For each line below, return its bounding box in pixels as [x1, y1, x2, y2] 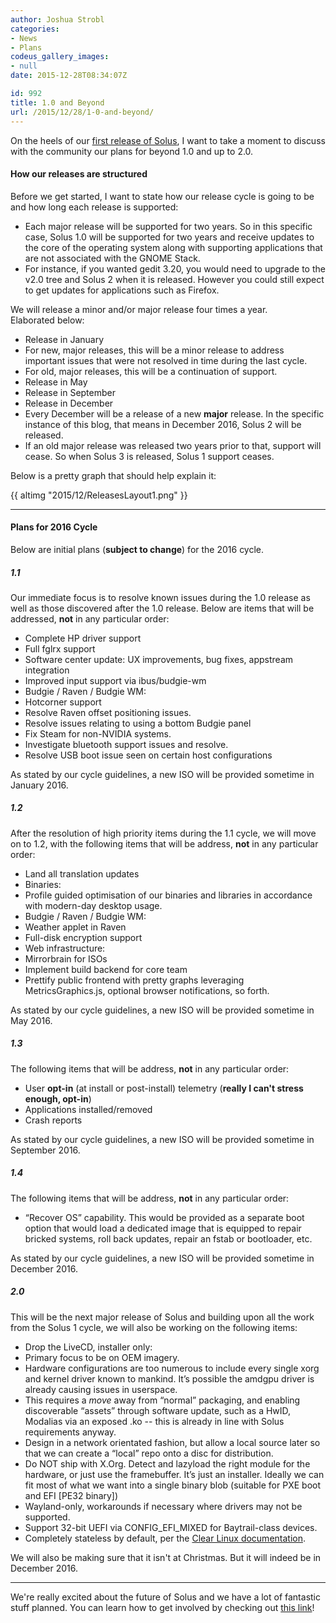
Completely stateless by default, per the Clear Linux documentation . [24, 1532, 307, 1544]
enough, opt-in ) [24, 1092, 92, 1105]
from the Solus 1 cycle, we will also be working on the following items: [10, 1321, 298, 1333]
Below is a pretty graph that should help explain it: [10, 469, 217, 481]
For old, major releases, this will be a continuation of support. [24, 365, 278, 377]
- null [10, 61, 38, 71]
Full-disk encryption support [24, 931, 143, 943]
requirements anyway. [24, 1426, 117, 1438]
